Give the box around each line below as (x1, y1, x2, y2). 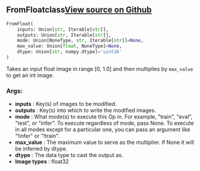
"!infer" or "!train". (14, 132, 60, 140)
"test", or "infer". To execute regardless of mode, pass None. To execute (14, 120, 194, 127)
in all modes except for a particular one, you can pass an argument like (14, 126, 190, 133)
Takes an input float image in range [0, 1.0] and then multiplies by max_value (6, 65, 193, 72)
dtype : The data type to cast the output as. (14, 152, 123, 159)
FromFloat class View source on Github (6, 5, 152, 15)
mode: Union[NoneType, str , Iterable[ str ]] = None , (17, 37, 144, 44)
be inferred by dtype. (14, 145, 68, 152)
